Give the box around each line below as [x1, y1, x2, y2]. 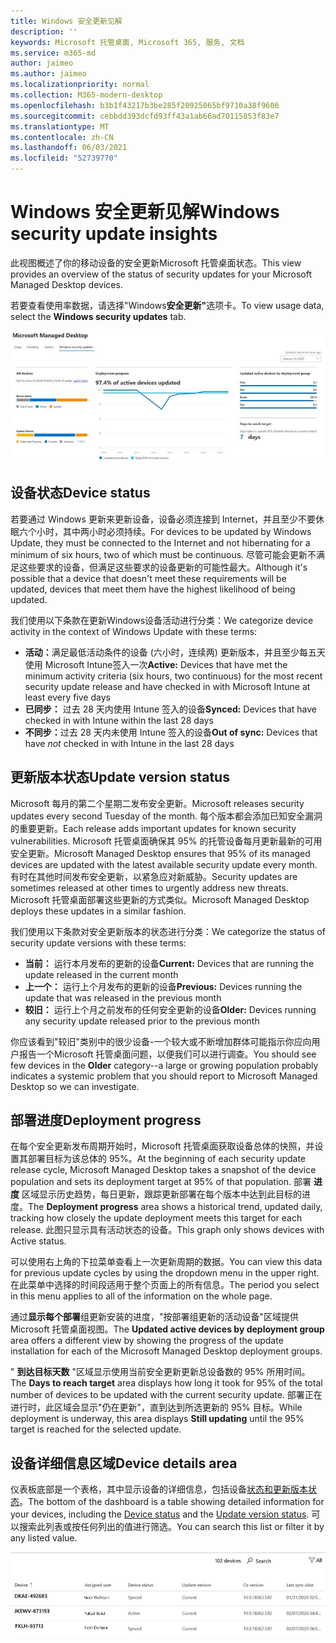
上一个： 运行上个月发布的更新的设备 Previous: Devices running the [24, 980, 303, 992]
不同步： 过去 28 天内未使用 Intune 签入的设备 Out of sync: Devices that [24, 726, 318, 738]
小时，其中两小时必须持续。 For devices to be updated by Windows [36, 525, 312, 537]
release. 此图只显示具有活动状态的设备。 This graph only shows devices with [10, 1224, 325, 1236]
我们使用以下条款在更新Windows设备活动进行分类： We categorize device [10, 614, 314, 626]
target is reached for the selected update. [10, 1423, 182, 1435]
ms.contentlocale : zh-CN [10, 132, 114, 142]
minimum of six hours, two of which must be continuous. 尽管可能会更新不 [10, 548, 317, 560]
